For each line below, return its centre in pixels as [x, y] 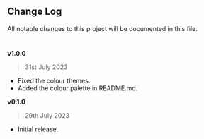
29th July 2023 [47, 115]
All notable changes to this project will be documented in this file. [103, 28]
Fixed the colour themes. [54, 81]
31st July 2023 [46, 67]
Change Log [35, 12]
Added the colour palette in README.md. [78, 88]
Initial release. [38, 129]
